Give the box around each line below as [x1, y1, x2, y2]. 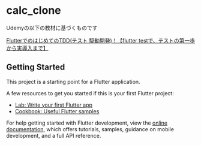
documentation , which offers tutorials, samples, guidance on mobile [6, 125, 174, 132]
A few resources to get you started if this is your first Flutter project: [6, 89, 174, 96]
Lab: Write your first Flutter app [14, 101, 93, 108]
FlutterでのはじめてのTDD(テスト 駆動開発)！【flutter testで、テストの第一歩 [6, 37, 196, 44]
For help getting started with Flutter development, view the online [6, 119, 168, 126]
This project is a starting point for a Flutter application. [6, 78, 140, 85]
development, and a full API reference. [6, 132, 101, 139]
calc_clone [6, 4, 61, 17]
